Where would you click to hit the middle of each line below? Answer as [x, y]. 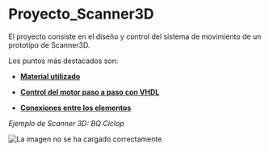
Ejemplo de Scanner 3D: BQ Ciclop [66, 123]
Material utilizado [50, 76]
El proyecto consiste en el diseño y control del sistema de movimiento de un [135, 36]
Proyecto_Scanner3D [82, 14]
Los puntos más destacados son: [63, 61]
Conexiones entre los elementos [76, 108]
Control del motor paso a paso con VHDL [90, 92]
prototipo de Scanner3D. [49, 44]
